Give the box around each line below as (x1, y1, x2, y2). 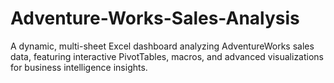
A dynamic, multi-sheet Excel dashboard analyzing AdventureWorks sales (10, 40, 315, 52)
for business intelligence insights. (10, 61, 148, 73)
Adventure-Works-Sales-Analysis (10, 7, 300, 30)
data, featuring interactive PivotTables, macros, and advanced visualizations (10, 50, 324, 62)
